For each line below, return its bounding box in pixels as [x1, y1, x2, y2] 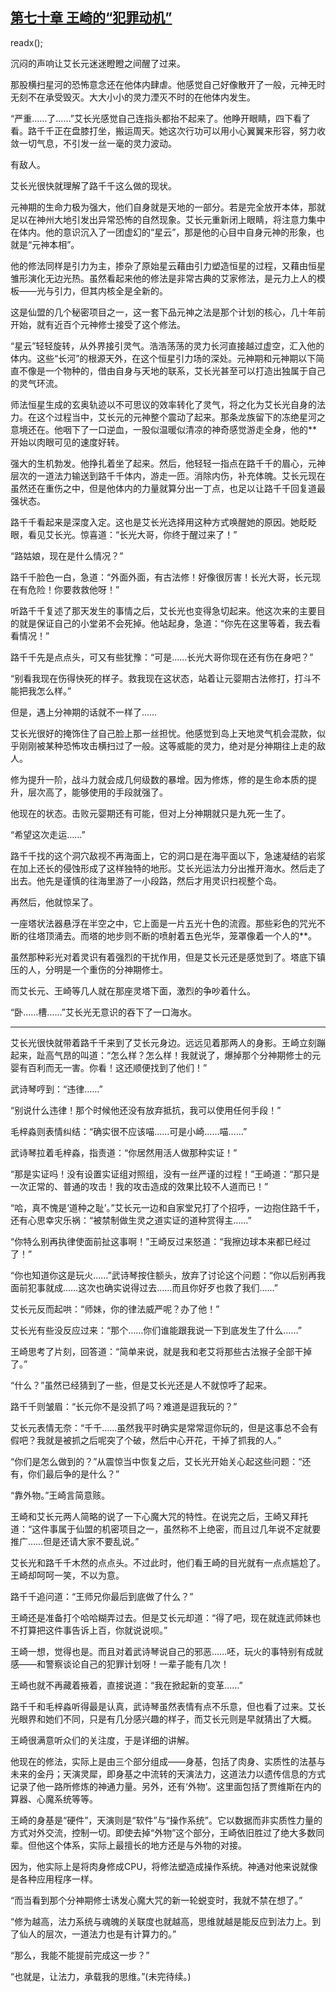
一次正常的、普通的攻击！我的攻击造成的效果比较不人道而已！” [10, 1180, 269, 1192]
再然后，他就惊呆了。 [10, 896, 98, 908]
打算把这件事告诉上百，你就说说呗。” [18, 1624, 168, 1636]
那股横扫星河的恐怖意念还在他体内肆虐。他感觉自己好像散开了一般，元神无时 [10, 78, 326, 90]
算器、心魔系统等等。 [10, 1793, 98, 1805]
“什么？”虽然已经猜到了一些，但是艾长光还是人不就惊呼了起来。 [10, 1379, 273, 1391]
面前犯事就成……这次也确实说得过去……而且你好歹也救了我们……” [10, 1281, 278, 1293]
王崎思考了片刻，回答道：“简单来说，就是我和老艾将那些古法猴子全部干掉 [10, 1345, 313, 1357]
